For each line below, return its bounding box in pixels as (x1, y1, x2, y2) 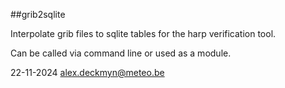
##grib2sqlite (10, 9, 66, 20)
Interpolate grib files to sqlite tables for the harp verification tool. (10, 28, 277, 39)
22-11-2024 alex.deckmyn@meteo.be (10, 67, 165, 78)
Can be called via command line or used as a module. (10, 47, 232, 59)
